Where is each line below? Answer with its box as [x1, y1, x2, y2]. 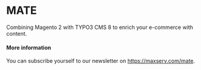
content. [6, 30, 27, 37]
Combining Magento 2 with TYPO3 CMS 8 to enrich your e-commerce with [6, 24, 194, 31]
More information [6, 43, 51, 51]
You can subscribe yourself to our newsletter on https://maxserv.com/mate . [6, 57, 196, 65]
